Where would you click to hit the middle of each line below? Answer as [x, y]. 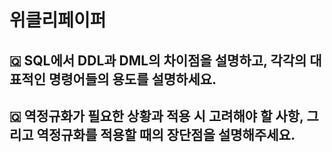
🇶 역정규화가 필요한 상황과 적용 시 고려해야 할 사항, [156, 116]
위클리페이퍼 [58, 20]
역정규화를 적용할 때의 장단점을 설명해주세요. [166, 134]
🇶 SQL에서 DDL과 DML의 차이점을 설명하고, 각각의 [158, 60]
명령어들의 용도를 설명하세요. [132, 79]
